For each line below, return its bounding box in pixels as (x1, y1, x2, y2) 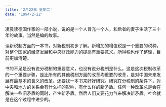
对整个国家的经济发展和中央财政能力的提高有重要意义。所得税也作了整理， (5, 49, 157, 55)
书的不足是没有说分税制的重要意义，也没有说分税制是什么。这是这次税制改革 (5, 65, 161, 71)
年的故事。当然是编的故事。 (5, 32, 62, 38)
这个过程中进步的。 (13, 96, 53, 102)
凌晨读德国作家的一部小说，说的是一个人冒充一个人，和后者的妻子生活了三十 (5, 26, 161, 32)
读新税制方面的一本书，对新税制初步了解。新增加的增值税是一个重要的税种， (5, 42, 161, 48)
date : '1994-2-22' (5, 12, 43, 17)
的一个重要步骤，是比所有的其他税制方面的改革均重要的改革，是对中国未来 (5, 71, 157, 77)
